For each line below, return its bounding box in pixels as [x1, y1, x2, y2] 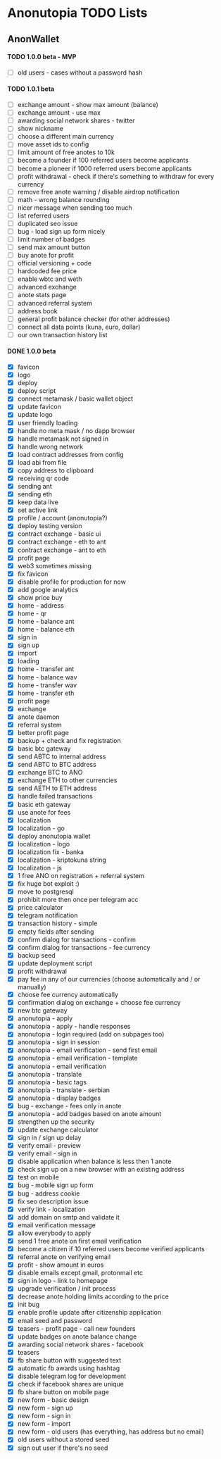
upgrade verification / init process [17, 1284, 116, 1293]
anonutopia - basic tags [17, 1077, 87, 1086]
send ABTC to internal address [17, 752, 106, 761]
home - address [17, 601, 65, 610]
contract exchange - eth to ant [17, 537, 106, 546]
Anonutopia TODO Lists [7, 5, 148, 21]
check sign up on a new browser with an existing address [17, 1165, 184, 1174]
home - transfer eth [17, 689, 75, 697]
